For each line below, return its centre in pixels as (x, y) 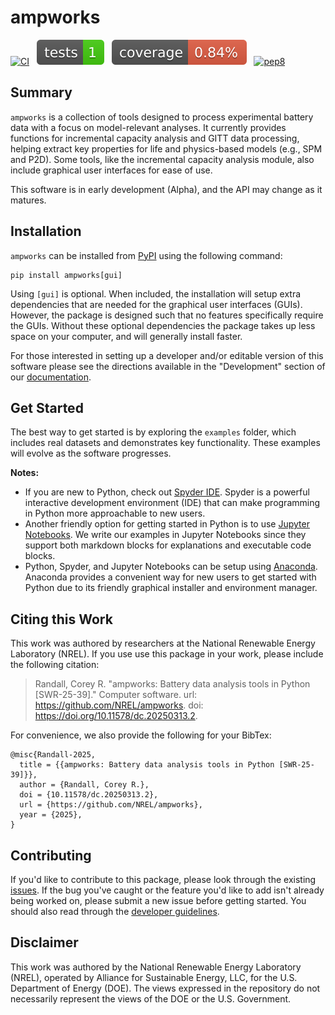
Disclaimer (44, 942)
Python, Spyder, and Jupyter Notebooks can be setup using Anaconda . (171, 567)
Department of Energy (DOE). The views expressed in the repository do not (165, 988)
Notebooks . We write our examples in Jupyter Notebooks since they (165, 535)
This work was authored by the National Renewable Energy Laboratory (156, 967)
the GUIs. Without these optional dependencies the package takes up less (163, 325)
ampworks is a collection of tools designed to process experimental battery (162, 117)
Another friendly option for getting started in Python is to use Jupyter (167, 524)
